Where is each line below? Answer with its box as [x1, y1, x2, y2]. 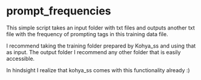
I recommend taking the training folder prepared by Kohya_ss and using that [6, 42, 196, 49]
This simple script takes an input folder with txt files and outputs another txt [6, 24, 195, 31]
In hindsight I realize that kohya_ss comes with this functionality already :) [6, 66, 190, 73]
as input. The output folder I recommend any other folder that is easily [6, 48, 181, 55]
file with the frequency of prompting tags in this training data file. [6, 30, 168, 37]
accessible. [6, 55, 35, 62]
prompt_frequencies [6, 4, 111, 18]
